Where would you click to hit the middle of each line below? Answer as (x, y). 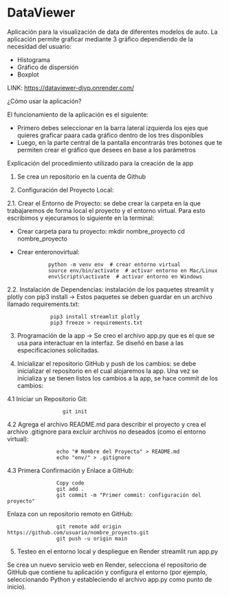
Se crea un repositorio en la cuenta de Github (81, 176)
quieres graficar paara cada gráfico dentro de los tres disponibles (110, 135)
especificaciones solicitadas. (58, 350)
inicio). (17, 587)
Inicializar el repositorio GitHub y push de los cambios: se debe (107, 363)
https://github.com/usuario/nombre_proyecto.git (78, 532)
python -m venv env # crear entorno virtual (114, 264)
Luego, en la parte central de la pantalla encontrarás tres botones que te (120, 142)
